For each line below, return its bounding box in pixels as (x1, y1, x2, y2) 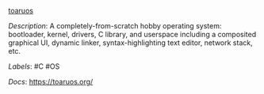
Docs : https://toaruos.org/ (8, 77, 94, 86)
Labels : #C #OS (8, 62, 60, 71)
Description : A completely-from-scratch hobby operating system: (8, 21, 222, 30)
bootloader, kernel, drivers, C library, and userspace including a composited (8, 30, 257, 39)
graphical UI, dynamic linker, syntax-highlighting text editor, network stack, (8, 38, 253, 47)
